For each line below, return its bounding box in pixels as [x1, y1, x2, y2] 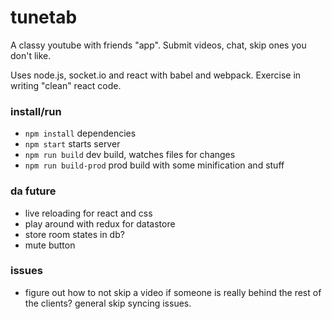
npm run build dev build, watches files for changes [24, 149, 236, 161]
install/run [10, 104, 62, 118]
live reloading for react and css [24, 207, 153, 219]
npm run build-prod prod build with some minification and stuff [24, 159, 285, 171]
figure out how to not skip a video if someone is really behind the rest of [24, 286, 322, 298]
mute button [24, 239, 76, 251]
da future [10, 184, 57, 198]
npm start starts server [24, 138, 121, 150]
